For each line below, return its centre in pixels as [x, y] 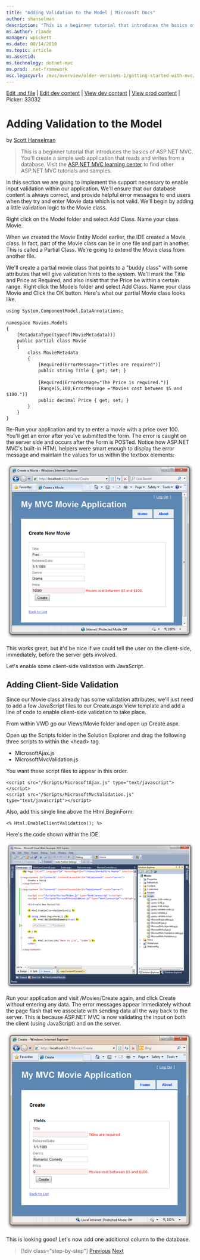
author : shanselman [30, 19]
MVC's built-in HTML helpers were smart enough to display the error [90, 449]
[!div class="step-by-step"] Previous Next [72, 1250]
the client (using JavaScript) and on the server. [64, 1023]
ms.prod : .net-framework [37, 69]
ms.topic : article [29, 51]
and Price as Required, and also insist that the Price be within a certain [93, 280]
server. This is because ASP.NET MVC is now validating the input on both [96, 1017]
